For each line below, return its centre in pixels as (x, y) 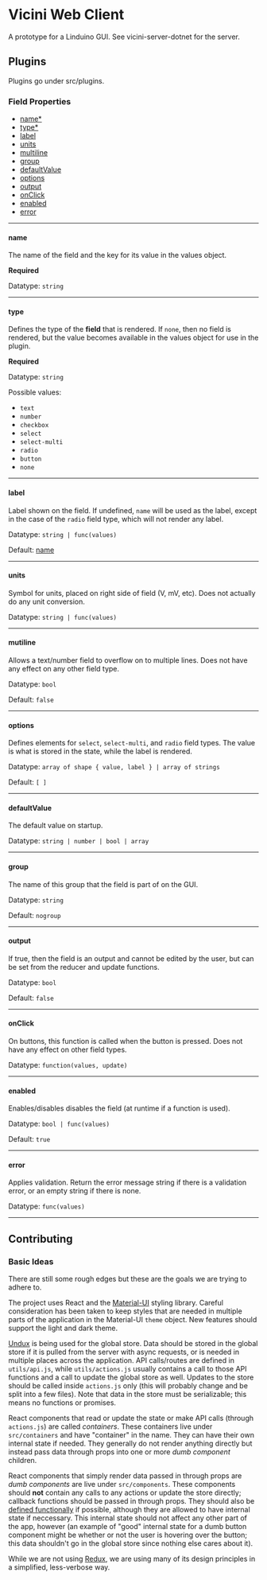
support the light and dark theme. (63, 1328)
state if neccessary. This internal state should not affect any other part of (128, 1518)
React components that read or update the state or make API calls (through (131, 1418)
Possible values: (35, 392)
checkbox (34, 426)
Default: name (31, 550)
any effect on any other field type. (64, 669)
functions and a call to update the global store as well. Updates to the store (131, 1377)
